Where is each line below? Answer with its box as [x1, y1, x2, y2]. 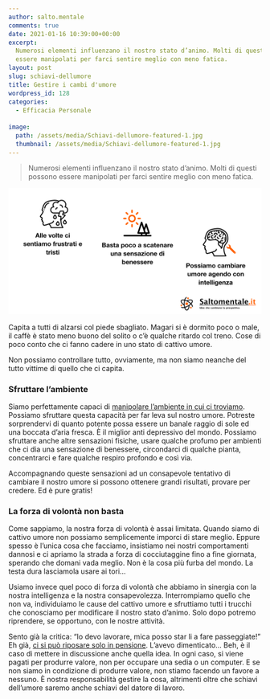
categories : [8, 97, 48, 106]
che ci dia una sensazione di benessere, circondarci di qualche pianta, [8, 444, 241, 454]
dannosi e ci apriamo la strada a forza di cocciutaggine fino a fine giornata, [8, 550, 257, 559]
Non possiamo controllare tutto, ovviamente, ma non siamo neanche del [8, 354, 247, 365]
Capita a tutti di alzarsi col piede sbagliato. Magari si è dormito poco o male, [8, 322, 260, 332]
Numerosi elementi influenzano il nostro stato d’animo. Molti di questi [27, 163, 257, 173]
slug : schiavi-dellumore [8, 72, 92, 80]
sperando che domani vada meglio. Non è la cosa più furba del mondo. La [8, 558, 254, 568]
